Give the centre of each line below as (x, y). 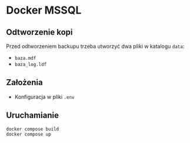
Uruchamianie (32, 116)
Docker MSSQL (44, 10)
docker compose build (33, 129)
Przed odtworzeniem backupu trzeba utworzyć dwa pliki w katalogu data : (95, 46)
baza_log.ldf (31, 64)
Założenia (24, 82)
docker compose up (29, 134)
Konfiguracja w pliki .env (44, 97)
